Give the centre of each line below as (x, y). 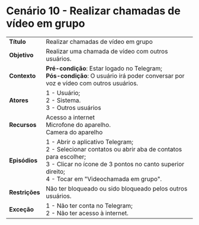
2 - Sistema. (63, 100)
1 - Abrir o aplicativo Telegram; (89, 142)
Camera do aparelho (74, 132)
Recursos (23, 125)
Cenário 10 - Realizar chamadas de (93, 11)
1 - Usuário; (63, 93)
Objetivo (21, 55)
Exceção (22, 209)
